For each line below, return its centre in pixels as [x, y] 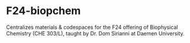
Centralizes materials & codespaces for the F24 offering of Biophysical [92, 27]
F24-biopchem [43, 11]
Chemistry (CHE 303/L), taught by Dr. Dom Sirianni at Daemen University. [95, 33]
